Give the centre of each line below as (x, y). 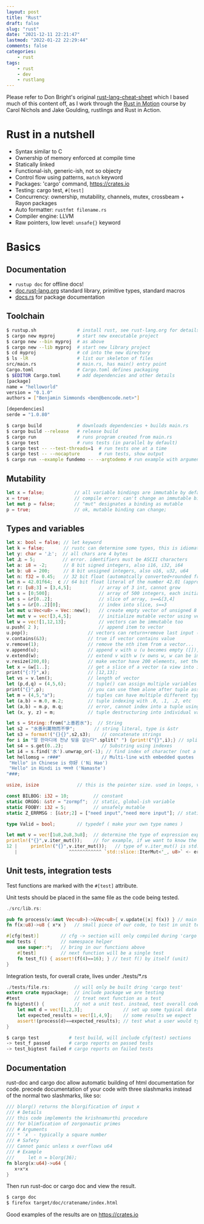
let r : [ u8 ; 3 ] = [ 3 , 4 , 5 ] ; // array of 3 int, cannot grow (93, 588)
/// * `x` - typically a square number (57, 1135)
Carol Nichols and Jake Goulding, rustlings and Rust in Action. (84, 110)
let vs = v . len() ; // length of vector (73, 678)
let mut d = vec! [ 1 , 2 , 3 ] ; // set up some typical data (107, 1010)
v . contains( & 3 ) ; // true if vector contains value (90, 639)
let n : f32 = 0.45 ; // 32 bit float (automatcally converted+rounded (99, 576)
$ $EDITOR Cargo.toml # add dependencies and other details (90, 375)
